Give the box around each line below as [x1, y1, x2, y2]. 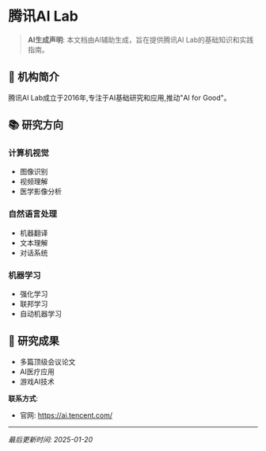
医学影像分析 [19, 187, 62, 197]
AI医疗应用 [19, 366, 55, 376]
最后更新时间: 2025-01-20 [8, 434, 93, 444]
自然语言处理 [8, 208, 58, 220]
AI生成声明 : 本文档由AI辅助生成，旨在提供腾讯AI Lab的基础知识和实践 [27, 35, 254, 44]
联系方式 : [8, 393, 39, 403]
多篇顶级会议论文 [19, 357, 76, 366]
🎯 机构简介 [8, 71, 59, 84]
